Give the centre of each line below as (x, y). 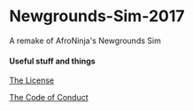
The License (32, 80)
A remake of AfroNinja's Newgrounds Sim (85, 41)
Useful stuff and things (52, 61)
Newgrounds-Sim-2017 (97, 16)
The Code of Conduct (49, 98)
